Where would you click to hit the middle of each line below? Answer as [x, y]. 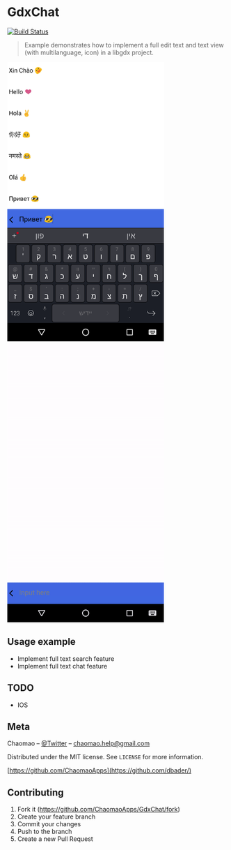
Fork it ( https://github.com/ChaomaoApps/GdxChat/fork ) [99, 810]
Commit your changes [49, 824]
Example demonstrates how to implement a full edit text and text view [124, 45]
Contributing [35, 792]
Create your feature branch [56, 817]
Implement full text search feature [66, 658]
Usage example [42, 642]
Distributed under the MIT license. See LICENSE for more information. [105, 757]
